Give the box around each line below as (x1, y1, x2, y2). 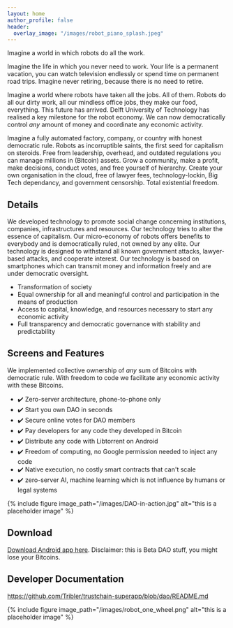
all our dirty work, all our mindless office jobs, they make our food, (7, 98, 198, 107)
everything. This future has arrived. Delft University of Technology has (7, 105, 210, 114)
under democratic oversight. (7, 270, 89, 278)
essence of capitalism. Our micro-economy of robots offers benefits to (7, 232, 211, 241)
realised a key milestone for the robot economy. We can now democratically (7, 113, 225, 122)
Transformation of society (17, 283, 92, 291)
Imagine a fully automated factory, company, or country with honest (7, 134, 202, 143)
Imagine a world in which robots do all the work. (7, 49, 145, 57)
